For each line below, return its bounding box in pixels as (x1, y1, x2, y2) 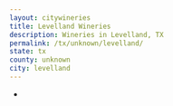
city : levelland (9, 64, 71, 73)
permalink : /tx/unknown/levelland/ (9, 38, 144, 48)
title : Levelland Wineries (9, 22, 111, 31)
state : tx (9, 47, 47, 56)
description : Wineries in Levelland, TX (9, 30, 165, 39)
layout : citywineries (9, 13, 91, 23)
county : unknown (9, 55, 71, 64)
